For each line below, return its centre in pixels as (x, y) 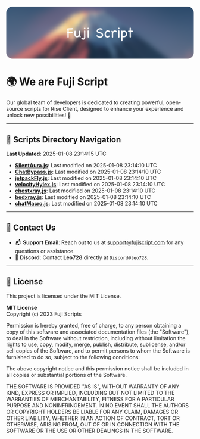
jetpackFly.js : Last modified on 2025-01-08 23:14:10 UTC (85, 178)
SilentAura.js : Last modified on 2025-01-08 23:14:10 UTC (86, 166)
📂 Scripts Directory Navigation (64, 140)
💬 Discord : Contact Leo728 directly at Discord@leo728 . (82, 257)
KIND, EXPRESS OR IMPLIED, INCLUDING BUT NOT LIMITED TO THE (90, 393)
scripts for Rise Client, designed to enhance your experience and (104, 109)
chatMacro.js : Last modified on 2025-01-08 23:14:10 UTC (86, 204)
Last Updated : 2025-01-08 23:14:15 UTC (56, 154)
